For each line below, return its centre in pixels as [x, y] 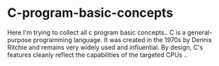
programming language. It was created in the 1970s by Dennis [122, 39]
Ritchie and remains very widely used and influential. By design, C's [105, 47]
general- [200, 32]
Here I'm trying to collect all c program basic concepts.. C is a [97, 32]
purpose [19, 39]
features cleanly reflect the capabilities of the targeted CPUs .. [98, 55]
